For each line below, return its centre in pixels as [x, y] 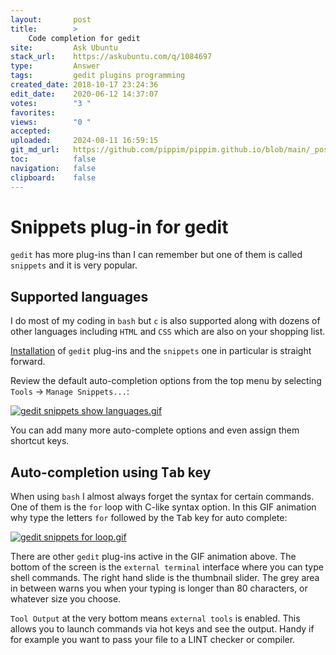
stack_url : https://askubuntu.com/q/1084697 [111, 57]
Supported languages [79, 296]
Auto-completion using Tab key [111, 472]
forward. [28, 362]
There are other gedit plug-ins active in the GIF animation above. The [153, 557]
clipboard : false [53, 177]
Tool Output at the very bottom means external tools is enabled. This [155, 618]
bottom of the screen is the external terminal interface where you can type [167, 567]
